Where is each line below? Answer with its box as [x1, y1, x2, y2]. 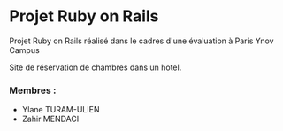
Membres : [9, 84, 57, 96]
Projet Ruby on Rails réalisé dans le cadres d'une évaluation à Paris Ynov [9, 35, 274, 46]
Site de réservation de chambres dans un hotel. [9, 62, 182, 73]
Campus [9, 44, 40, 55]
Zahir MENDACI [21, 113, 80, 125]
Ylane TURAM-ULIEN [21, 104, 100, 115]
